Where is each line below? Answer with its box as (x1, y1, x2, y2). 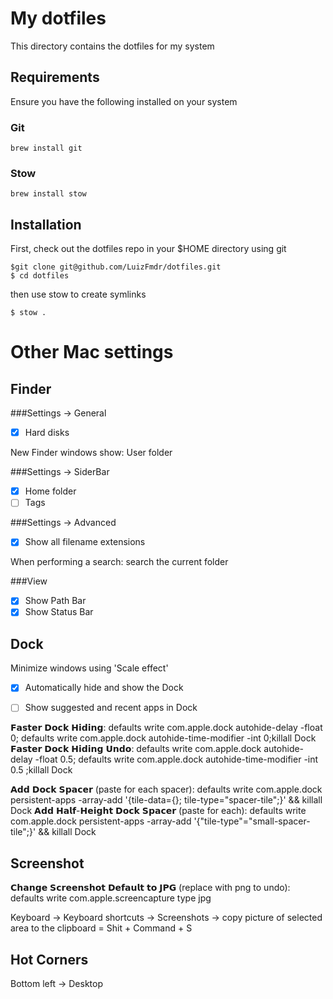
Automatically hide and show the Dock (24, 682, 184, 694)
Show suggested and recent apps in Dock (24, 702, 198, 714)
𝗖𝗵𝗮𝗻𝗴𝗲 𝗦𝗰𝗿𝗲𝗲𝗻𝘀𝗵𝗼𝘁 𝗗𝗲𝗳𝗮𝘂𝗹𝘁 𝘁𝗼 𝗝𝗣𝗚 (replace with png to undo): (10, 882, 291, 894)
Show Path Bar (24, 595, 87, 607)
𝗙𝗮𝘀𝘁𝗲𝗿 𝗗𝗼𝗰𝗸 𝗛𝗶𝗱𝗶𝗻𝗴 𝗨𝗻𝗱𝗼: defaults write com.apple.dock (10, 743, 262, 755)
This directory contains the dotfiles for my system (10, 40, 215, 52)
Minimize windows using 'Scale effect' (10, 662, 169, 674)
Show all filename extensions (24, 536, 146, 548)
